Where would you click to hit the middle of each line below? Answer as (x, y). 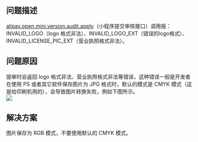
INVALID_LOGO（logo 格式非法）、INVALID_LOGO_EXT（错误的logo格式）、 (97, 33)
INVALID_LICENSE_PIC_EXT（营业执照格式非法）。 (67, 41)
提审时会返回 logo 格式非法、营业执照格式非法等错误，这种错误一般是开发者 (98, 76)
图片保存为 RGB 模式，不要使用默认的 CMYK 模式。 (69, 133)
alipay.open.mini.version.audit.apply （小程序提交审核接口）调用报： (89, 26)
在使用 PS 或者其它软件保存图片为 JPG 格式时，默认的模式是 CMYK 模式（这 (99, 84)
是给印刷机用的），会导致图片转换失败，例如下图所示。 (72, 91)
